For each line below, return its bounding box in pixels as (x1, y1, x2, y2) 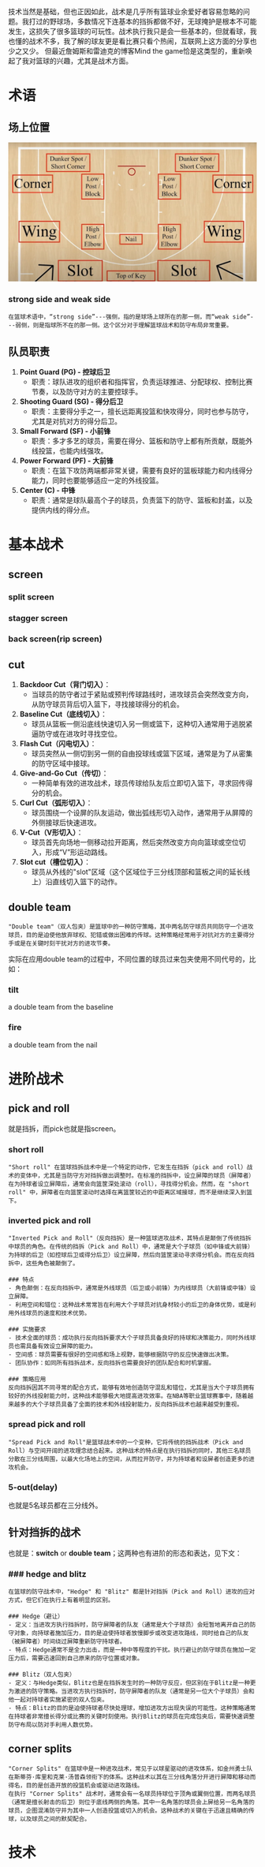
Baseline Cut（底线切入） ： (19, 709, 108, 719)
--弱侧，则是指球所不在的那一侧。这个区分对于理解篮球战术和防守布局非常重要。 (8, 322, 233, 330)
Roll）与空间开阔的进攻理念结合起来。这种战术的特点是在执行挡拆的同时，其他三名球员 (8, 1447, 252, 1454)
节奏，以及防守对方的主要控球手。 (31, 387, 143, 397)
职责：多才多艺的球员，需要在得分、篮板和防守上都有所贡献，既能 (31, 436, 246, 446)
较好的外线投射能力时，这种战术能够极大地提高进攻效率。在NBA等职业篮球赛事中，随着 (8, 1392, 248, 1400)
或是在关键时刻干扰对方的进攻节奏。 (13, 939, 114, 948)
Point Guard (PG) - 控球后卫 (19, 368, 110, 377)
